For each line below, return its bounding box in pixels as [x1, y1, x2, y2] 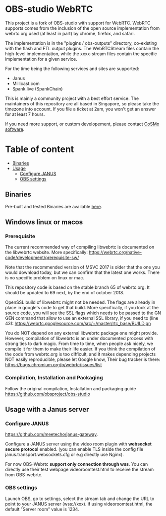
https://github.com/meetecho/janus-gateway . [5, 431, 98, 437]
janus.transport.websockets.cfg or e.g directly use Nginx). [5, 451, 124, 458]
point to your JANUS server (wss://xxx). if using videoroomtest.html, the [5, 501, 153, 507]
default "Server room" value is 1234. [5, 506, 79, 512]
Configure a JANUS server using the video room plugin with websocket [5, 441, 152, 447]
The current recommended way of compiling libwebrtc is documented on [5, 244, 155, 250]
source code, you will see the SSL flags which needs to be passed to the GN [5, 310, 161, 316]
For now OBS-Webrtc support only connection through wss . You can [5, 461, 148, 467]
